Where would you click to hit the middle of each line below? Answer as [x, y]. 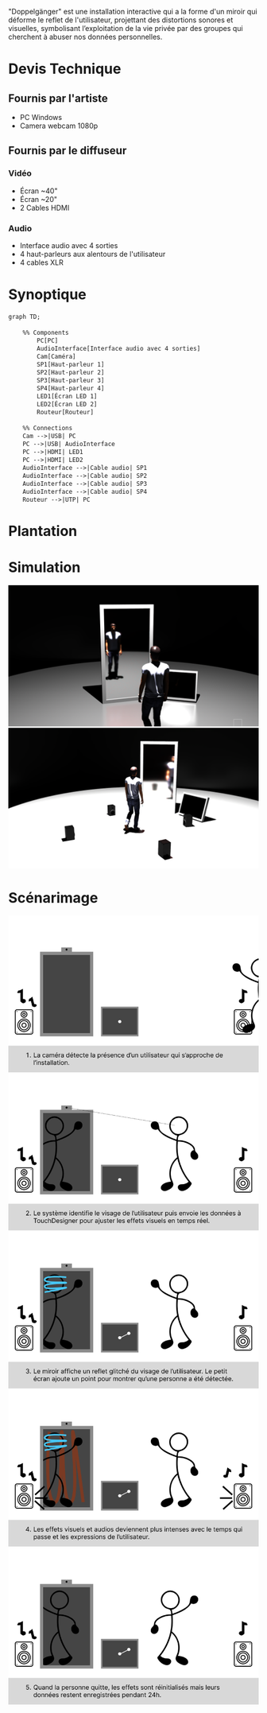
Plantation [43, 531]
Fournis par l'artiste [58, 98]
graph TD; [25, 317]
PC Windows [41, 117]
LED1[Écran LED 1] [67, 396]
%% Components [46, 332]
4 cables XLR [41, 262]
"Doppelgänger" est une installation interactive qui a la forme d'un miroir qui [133, 12]
